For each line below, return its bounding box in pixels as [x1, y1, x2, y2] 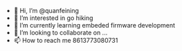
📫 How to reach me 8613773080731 [13, 37, 118, 44]
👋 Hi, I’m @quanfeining [13, 7, 80, 14]
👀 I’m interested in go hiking [13, 14, 93, 22]
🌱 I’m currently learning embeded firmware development [13, 21, 175, 29]
